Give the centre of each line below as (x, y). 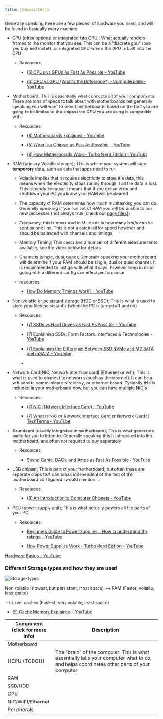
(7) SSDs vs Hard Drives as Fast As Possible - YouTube (81, 324)
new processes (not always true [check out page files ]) (74, 213)
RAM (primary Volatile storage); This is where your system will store (80, 163)
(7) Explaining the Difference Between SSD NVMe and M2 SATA (90, 348)
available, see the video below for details (60, 247)
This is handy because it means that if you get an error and (78, 188)
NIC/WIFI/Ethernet (28, 702)
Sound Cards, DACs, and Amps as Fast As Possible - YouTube (88, 460)
